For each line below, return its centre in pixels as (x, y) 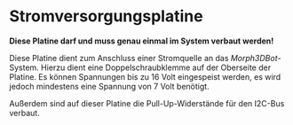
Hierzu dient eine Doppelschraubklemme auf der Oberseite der (156, 67)
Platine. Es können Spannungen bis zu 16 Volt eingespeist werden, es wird (145, 76)
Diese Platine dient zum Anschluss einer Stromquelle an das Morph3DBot (143, 58)
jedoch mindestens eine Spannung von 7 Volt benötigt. (110, 86)
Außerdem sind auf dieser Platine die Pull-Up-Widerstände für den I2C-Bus (147, 103)
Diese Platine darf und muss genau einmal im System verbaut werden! (142, 41)
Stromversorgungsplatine (106, 16)
